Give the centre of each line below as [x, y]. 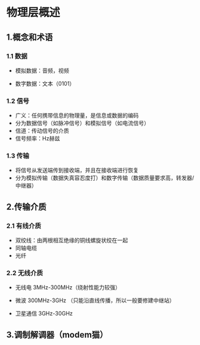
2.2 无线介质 [25, 273]
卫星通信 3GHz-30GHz [44, 314]
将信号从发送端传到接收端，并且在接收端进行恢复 [77, 170]
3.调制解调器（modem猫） [57, 335]
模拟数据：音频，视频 [42, 70]
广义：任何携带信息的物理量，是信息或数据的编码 [77, 116]
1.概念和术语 [30, 37]
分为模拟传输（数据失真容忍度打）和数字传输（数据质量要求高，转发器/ [105, 178]
